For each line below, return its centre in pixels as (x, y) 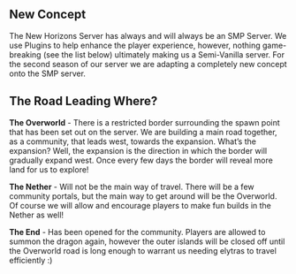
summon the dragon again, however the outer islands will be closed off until (147, 241)
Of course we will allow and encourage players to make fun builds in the (140, 205)
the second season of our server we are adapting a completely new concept (148, 64)
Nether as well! (37, 215)
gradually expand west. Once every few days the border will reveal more (141, 160)
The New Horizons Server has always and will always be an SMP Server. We (148, 35)
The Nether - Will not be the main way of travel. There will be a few (132, 186)
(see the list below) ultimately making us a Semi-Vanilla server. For (164, 54)
